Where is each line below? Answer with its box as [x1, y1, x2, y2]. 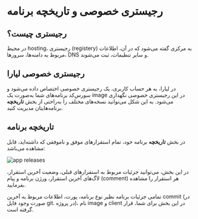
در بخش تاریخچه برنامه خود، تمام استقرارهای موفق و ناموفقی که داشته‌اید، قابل [7, 138, 185, 145]
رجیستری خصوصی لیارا [7, 69, 85, 79]
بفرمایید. [7, 181, 26, 188]
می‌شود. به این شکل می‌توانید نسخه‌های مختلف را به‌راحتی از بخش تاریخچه [7, 97, 174, 105]
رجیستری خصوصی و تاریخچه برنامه [7, 4, 163, 18]
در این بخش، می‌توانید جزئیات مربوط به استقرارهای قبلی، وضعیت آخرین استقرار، [7, 168, 190, 175]
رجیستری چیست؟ [7, 29, 67, 39]
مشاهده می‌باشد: [7, 144, 45, 151]
